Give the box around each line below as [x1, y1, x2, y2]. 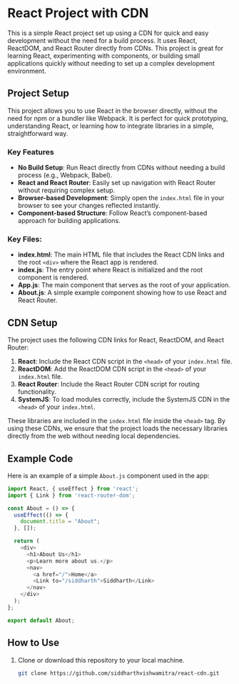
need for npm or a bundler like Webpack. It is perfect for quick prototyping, [7, 114, 228, 122]
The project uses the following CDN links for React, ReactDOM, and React [7, 336, 225, 345]
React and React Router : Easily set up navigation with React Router [17, 179, 216, 187]
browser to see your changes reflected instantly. [17, 202, 161, 210]
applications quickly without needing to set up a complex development [7, 59, 215, 67]
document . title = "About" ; [20, 518, 101, 525]
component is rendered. [17, 273, 89, 282]
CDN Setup [7, 317, 58, 329]
